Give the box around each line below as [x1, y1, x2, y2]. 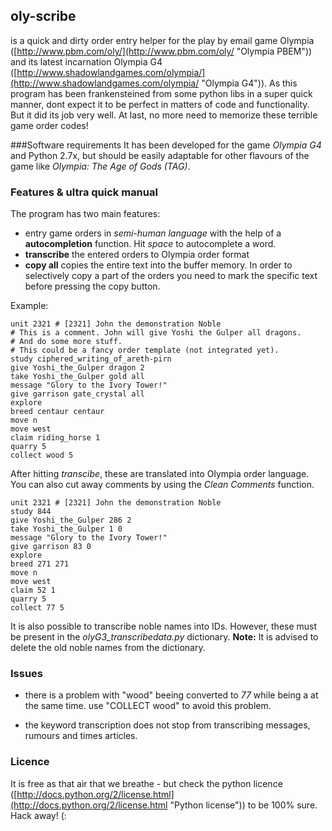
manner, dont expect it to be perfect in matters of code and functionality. [10, 98, 310, 110]
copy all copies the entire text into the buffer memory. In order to [24, 259, 293, 271]
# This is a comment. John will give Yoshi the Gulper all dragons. [10, 328, 302, 338]
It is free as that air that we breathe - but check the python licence [10, 777, 283, 789]
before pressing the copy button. [24, 280, 161, 293]
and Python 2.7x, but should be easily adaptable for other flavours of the [10, 149, 310, 161]
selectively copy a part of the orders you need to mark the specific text [24, 270, 318, 282]
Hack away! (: [10, 809, 67, 821]
